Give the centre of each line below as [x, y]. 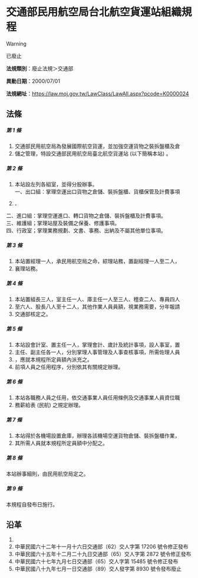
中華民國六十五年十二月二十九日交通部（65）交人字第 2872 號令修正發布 [103, 554]
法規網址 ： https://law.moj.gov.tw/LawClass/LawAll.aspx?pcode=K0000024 [98, 93]
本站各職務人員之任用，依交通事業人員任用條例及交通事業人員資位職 [97, 398]
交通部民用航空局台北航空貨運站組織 [94, 12]
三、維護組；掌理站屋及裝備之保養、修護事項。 [63, 223]
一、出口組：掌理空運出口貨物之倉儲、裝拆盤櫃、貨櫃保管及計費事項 [97, 192]
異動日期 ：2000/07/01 [33, 81]
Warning [16, 43]
